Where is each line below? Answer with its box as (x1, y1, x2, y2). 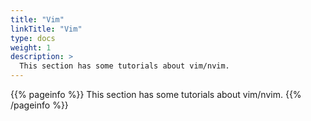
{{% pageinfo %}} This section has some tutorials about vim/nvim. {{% (10, 89, 302, 100)
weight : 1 (10, 42, 52, 53)
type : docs (10, 33, 56, 43)
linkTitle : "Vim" (10, 24, 83, 34)
